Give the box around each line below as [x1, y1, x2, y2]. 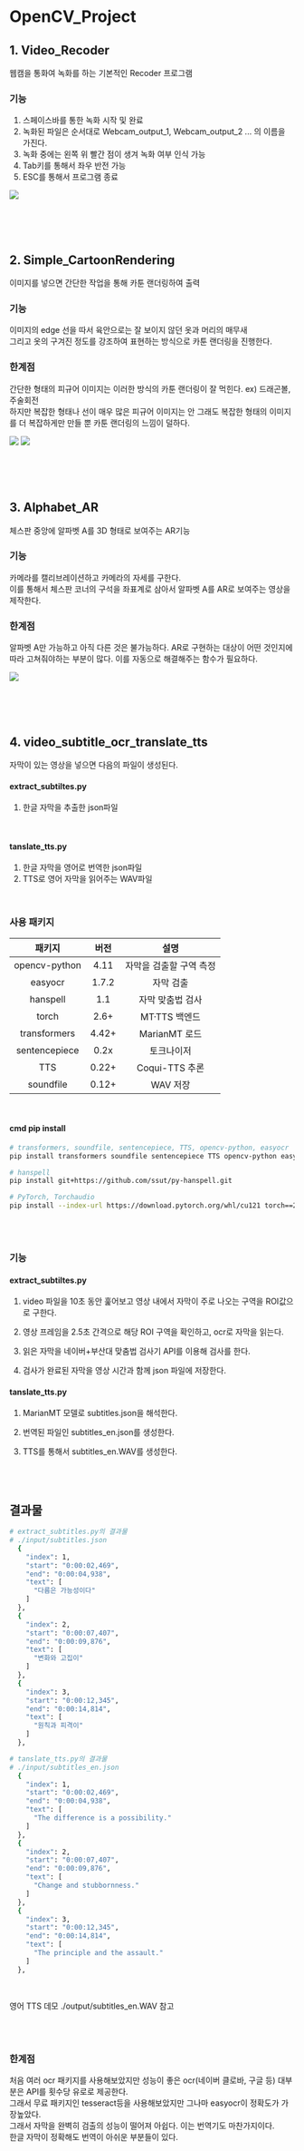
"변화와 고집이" [33, 1654, 84, 1663]
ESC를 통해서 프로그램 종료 [22, 171, 119, 182]
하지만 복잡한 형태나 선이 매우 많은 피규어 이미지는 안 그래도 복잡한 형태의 [9, 406, 268, 416]
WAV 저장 [150, 1078, 191, 1090]
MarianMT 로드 [138, 1027, 202, 1040]
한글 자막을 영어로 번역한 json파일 [22, 862, 143, 873]
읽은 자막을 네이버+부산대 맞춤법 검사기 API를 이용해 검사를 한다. [22, 1345, 251, 1357]
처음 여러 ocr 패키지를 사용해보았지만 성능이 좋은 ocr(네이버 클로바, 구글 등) [9, 2075, 276, 2086]
